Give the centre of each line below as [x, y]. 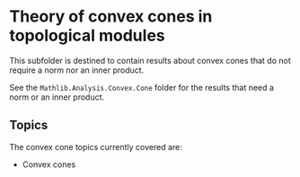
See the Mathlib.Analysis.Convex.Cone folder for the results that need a [141, 87]
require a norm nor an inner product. [77, 70]
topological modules [87, 35]
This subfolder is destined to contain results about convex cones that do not [150, 60]
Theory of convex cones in [111, 17]
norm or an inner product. [57, 97]
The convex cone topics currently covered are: [96, 146]
